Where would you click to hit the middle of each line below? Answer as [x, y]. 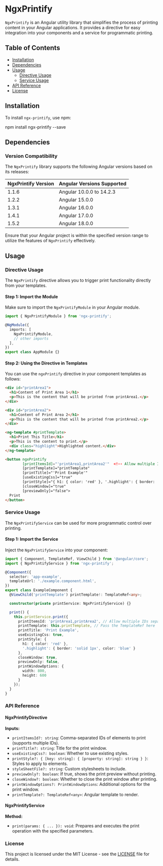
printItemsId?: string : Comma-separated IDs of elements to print [79, 738]
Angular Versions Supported [93, 184]
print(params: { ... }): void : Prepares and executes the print [76, 826]
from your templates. [26, 285]
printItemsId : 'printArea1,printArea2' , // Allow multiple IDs [83, 621]
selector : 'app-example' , [36, 577]
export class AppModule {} [32, 352]
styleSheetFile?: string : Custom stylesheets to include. [69, 768]
